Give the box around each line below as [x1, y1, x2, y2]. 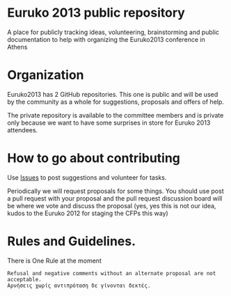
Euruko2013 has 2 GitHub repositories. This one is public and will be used [7, 90, 218, 98]
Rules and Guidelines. [7, 233, 136, 249]
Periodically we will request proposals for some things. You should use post [7, 187, 224, 195]
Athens [7, 42, 28, 51]
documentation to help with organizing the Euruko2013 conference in [7, 35, 205, 43]
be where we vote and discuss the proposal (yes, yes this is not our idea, [7, 201, 216, 210]
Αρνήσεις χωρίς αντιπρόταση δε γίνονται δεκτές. [7, 282, 151, 289]
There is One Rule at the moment [7, 256, 102, 265]
